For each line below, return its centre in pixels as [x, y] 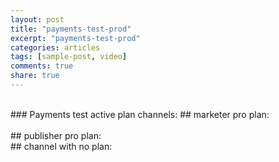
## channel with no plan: [61, 146]
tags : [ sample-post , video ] [69, 57]
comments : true [42, 66]
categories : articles [55, 47]
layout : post [37, 19]
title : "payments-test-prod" [71, 29]
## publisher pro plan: [56, 135]
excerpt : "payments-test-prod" [75, 38]
